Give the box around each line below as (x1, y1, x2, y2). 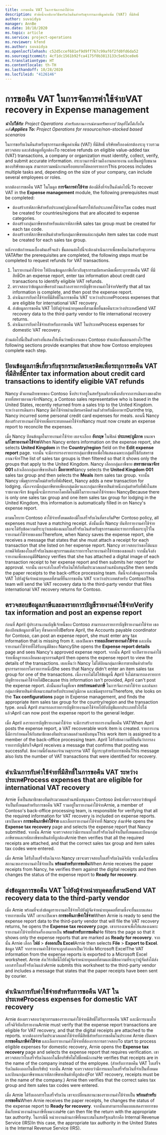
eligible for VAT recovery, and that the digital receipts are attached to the (5, 1027, 154, 1033)
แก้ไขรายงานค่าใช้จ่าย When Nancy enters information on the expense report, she (5, 439, 161, 445)
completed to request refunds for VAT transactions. (5, 257, 110, 263)
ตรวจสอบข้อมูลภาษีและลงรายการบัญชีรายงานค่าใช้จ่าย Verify (5, 601, 154, 609)
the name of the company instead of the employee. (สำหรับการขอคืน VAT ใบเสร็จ (5, 1060, 161, 1066)
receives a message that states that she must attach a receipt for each (5, 537, 149, 543)
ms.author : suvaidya (5, 44, 48, 49)
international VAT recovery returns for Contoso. (5, 586, 102, 592)
